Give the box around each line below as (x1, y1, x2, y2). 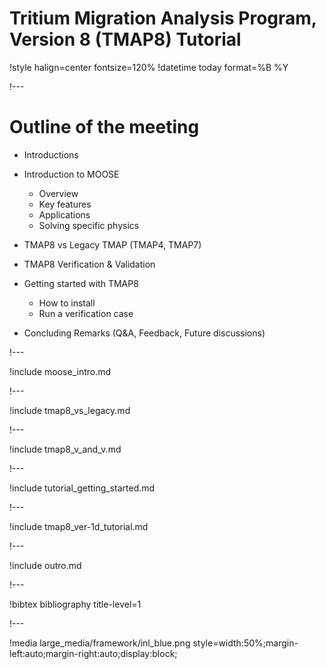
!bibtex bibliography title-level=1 (9, 598, 142, 610)
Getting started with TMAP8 (23, 277, 139, 289)
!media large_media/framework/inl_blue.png (9, 637, 191, 649)
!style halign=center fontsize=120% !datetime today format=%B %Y (9, 61, 289, 73)
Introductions (23, 148, 79, 161)
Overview (38, 187, 79, 199)
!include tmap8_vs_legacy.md (9, 404, 131, 416)
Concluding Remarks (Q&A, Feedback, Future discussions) (23, 327, 266, 339)
